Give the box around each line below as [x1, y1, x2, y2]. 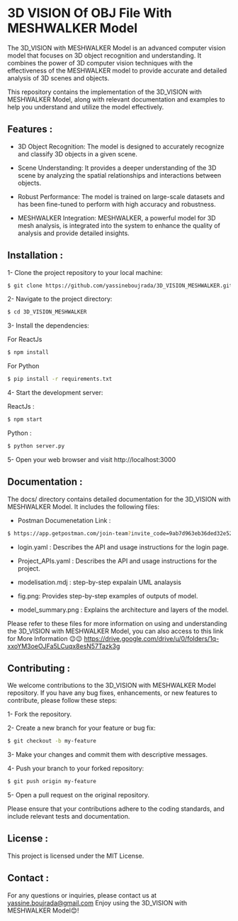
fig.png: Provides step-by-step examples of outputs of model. [17, 591, 198, 600]
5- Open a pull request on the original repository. [7, 791, 150, 799]
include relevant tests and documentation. [7, 812, 130, 821]
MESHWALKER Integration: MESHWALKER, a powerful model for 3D [17, 213, 216, 222]
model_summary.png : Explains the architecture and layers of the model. [17, 605, 229, 614]
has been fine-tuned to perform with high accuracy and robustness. [17, 200, 216, 208]
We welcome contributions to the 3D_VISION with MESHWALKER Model [7, 681, 216, 690]
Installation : [7, 249, 64, 262]
